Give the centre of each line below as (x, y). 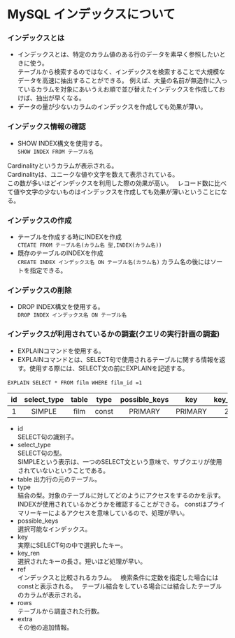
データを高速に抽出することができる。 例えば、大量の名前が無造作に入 (119, 80)
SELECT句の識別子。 (48, 437)
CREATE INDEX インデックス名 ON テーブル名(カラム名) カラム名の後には (114, 262)
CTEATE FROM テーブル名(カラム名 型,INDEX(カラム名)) (90, 245)
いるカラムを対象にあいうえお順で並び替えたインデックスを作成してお (124, 89)
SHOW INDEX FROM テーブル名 (56, 152)
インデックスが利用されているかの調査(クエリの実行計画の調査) (114, 334)
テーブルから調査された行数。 (60, 611)
